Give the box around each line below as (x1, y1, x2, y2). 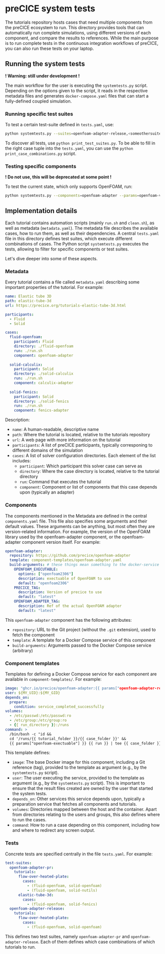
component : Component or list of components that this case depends (19, 484, 157, 490)
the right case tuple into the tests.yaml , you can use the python (5, 145, 134, 151)
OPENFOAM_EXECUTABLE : (14, 567, 58, 572)
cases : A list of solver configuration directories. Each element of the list (12, 453, 156, 459)
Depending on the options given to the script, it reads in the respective (5, 87, 148, 94)
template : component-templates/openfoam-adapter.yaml (9, 558, 122, 563)
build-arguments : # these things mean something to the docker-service (9, 563, 160, 567)
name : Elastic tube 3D (5, 294, 52, 299)
